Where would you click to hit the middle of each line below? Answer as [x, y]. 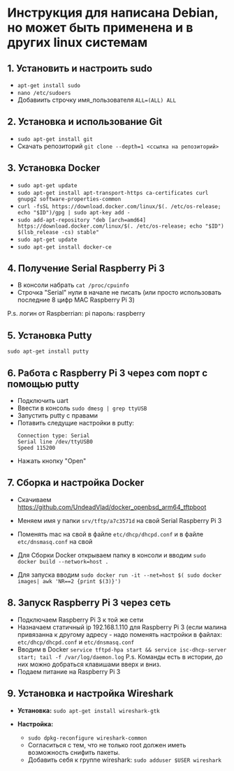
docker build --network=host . [63, 561]
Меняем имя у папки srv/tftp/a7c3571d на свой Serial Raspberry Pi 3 [119, 520]
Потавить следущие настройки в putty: [76, 423]
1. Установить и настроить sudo [80, 68]
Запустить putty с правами [58, 416]
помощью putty [43, 384]
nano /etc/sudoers [44, 93]
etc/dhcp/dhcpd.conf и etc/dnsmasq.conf [76, 642]
